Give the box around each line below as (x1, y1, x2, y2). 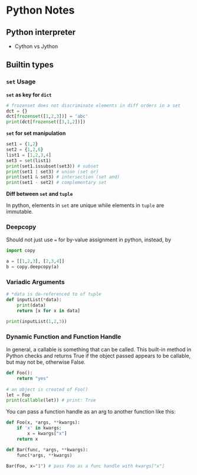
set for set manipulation (6, 130, 66, 137)
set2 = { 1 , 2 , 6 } (6, 147, 44, 153)
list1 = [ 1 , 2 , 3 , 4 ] (6, 152, 51, 158)
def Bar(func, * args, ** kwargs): (6, 447, 88, 453)
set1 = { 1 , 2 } (6, 141, 38, 147)
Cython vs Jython (14, 43, 58, 50)
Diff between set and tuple (6, 190, 73, 198)
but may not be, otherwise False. (6, 358, 86, 366)
